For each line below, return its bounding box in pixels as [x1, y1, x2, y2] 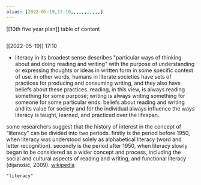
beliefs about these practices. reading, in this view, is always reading [14, 85, 185, 93]
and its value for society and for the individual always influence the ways [14, 105, 195, 112]
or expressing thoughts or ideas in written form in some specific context [14, 67, 194, 74]
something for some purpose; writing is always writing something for [14, 92, 185, 99]
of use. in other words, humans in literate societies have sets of [14, 73, 172, 80]
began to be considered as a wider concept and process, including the [6, 148, 181, 156]
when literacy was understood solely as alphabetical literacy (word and [6, 136, 182, 143]
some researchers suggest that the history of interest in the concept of [6, 123, 182, 130]
